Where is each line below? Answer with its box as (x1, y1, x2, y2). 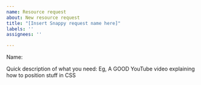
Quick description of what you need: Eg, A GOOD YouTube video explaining (6, 65, 196, 73)
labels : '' (6, 25, 34, 32)
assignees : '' (6, 32, 43, 38)
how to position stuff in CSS (6, 72, 76, 79)
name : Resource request (6, 8, 67, 15)
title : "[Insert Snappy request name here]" (6, 20, 121, 26)
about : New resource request (6, 15, 80, 21)
